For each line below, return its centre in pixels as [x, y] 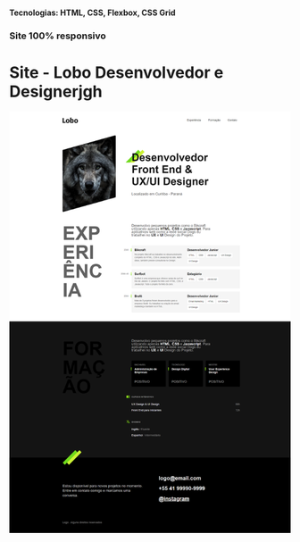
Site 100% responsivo [58, 36]
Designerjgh [56, 92]
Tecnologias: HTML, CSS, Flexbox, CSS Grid [92, 13]
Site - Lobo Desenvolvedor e [117, 72]
